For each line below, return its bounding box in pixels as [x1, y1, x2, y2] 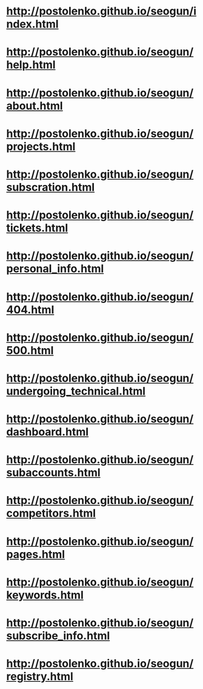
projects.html [6, 139, 76, 153]
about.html [6, 99, 63, 113]
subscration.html [6, 180, 95, 194]
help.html [6, 58, 56, 72]
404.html [6, 303, 55, 317]
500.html [6, 343, 54, 357]
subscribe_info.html [6, 629, 110, 643]
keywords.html [6, 588, 84, 602]
